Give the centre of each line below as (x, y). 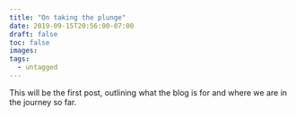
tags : (19, 59)
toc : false (30, 42)
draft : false (34, 34)
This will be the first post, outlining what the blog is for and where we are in (148, 92)
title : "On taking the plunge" (68, 17)
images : (24, 51)
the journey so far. (43, 102)
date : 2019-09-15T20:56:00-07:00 (72, 26)
